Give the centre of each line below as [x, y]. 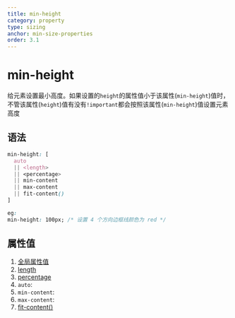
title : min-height [34, 14]
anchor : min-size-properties [50, 34]
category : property [36, 20]
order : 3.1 [23, 40]
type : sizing [26, 27]
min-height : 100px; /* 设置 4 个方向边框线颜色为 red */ [87, 220]
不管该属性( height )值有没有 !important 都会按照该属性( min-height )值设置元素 [118, 105]
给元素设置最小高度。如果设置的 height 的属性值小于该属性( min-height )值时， [118, 95]
